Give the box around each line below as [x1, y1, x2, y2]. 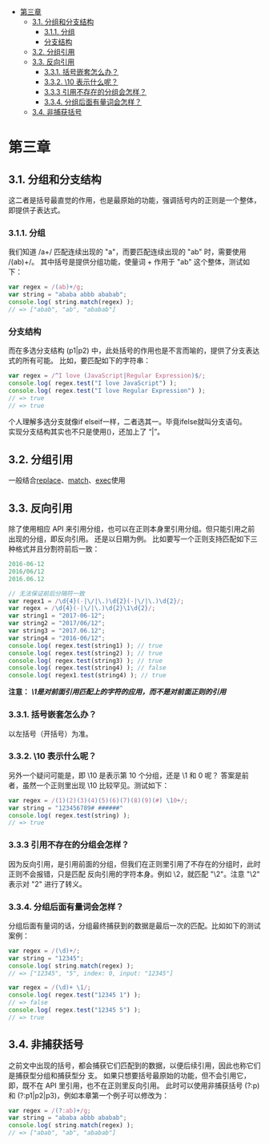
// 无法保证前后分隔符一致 [8, 589, 86, 597]
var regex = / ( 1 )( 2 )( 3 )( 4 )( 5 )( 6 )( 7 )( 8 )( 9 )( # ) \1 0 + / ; [8, 796, 188, 804]
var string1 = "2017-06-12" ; [8, 612, 106, 620]
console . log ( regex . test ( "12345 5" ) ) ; [8, 1006, 142, 1014]
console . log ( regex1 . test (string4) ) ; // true [8, 672, 167, 680]
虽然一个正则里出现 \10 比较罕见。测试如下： [22, 780, 170, 790]
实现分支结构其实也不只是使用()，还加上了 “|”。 [8, 427, 165, 437]
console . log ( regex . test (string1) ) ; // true [8, 641, 163, 649]
